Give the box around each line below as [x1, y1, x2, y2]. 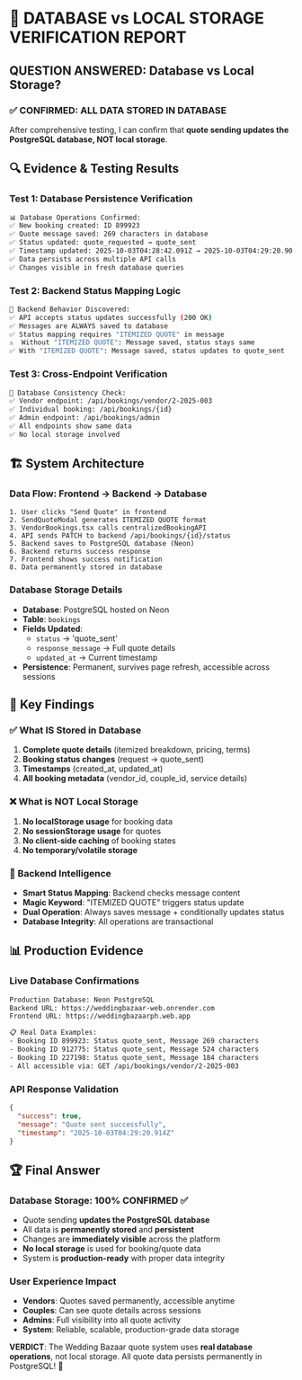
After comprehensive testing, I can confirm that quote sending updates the [9, 124, 289, 135]
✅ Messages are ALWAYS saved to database [9, 321, 169, 331]
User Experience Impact [9, 1276, 117, 1288]
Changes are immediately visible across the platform [22, 1233, 221, 1244]
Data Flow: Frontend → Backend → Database [9, 487, 208, 500]
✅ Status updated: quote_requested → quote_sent [9, 238, 197, 247]
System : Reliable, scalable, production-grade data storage [22, 1324, 240, 1335]
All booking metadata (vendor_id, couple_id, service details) [22, 773, 248, 784]
